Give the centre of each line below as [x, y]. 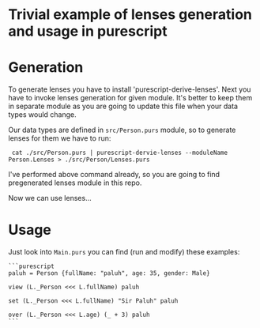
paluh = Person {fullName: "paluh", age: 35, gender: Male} [109, 273]
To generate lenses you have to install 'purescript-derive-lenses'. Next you [130, 89]
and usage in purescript [88, 31]
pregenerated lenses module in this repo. [75, 183]
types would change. [42, 115]
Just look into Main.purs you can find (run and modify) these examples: [124, 252]
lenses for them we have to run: [60, 138]
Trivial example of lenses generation [130, 15]
